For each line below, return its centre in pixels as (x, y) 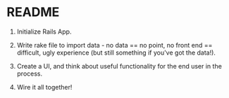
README (33, 12)
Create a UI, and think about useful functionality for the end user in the (119, 66)
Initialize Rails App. (44, 31)
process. (30, 73)
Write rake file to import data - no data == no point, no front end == (114, 45)
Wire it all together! (44, 87)
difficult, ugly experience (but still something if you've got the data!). (116, 52)
